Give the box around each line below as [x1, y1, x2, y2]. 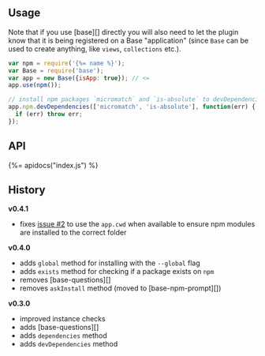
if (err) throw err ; [15, 111, 83, 118]
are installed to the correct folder [19, 228, 127, 238]
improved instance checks [19, 314, 106, 324]
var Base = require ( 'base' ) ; [8, 66, 104, 74]
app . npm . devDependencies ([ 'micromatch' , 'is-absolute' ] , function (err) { [8, 103, 256, 111]
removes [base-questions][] [19, 275, 111, 285]
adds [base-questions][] [19, 323, 99, 332]
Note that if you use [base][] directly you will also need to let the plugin [8, 27, 239, 36]
